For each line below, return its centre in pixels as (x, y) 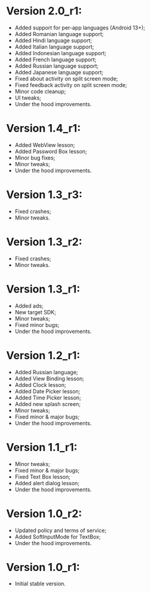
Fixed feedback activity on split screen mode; (71, 85)
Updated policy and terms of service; (61, 530)
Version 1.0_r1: (43, 567)
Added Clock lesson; (41, 384)
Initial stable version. (40, 584)
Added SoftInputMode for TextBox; (58, 537)
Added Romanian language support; (59, 34)
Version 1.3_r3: (44, 195)
